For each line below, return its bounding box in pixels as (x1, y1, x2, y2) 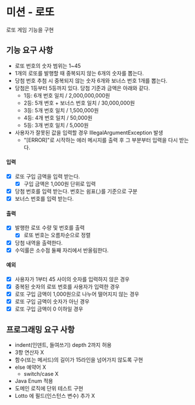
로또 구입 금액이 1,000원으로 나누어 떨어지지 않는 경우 (14, 290, 140, 298)
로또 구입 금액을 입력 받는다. (14, 173, 80, 180)
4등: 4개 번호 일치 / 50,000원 (23, 114, 93, 121)
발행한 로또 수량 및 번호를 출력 (14, 224, 85, 232)
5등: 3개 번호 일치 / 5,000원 (23, 121, 89, 128)
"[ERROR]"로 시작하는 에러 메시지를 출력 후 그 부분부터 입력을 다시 (23, 136, 178, 143)
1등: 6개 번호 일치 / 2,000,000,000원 (23, 91, 111, 99)
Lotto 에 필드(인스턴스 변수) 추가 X (14, 392, 95, 399)
